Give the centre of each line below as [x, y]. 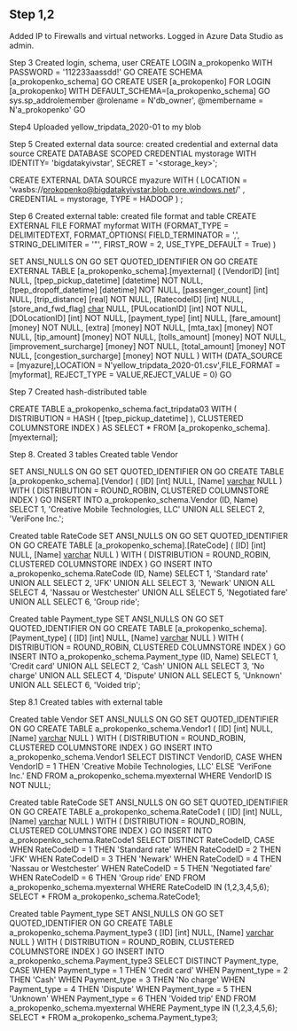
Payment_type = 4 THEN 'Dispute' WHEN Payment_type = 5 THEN [130, 988]
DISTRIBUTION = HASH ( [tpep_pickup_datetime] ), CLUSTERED [126, 418]
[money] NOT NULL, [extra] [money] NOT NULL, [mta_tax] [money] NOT [141, 327]
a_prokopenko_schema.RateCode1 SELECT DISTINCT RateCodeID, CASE [142, 840]
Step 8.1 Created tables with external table [86, 702]
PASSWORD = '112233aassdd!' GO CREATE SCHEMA [106, 72]
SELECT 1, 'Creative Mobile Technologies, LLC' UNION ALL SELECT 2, [137, 509]
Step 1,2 [32, 15]
